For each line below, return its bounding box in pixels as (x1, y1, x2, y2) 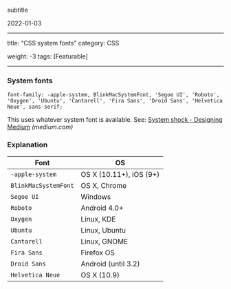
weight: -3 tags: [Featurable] (7, 52, 88, 61)
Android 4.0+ (80, 203, 124, 213)
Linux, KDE (80, 214, 116, 224)
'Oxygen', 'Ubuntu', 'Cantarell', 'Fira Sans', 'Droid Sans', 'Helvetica (7, 98, 223, 105)
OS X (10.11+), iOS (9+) (80, 169, 160, 179)
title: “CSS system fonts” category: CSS (7, 39, 120, 47)
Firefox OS (80, 248, 115, 257)
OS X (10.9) (80, 270, 120, 279)
